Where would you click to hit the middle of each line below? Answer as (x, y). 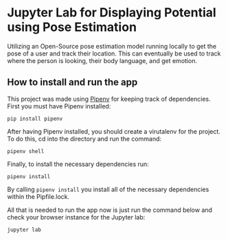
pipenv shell (26, 151)
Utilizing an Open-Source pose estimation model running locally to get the (112, 46)
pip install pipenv (35, 119)
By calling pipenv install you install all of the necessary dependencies (108, 189)
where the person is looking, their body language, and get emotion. (102, 60)
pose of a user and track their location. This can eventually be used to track (114, 53)
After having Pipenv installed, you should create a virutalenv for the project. (114, 131)
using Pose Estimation (72, 27)
